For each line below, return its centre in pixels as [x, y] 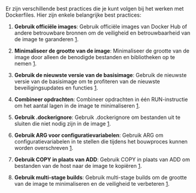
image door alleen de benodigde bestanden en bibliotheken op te [95, 57]
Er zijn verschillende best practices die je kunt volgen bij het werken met [95, 9]
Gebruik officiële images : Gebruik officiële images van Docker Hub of [101, 27]
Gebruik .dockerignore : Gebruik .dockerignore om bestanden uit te [97, 117]
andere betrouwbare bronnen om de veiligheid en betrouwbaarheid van [102, 33]
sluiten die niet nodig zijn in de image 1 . [62, 124]
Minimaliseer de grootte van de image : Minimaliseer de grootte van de [102, 51]
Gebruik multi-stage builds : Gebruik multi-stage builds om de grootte [100, 177]
